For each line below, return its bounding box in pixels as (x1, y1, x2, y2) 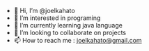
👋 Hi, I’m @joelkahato (13, 7, 75, 14)
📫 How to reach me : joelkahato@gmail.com (13, 37, 142, 44)
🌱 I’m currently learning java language (13, 21, 123, 29)
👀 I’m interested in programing (13, 14, 101, 22)
